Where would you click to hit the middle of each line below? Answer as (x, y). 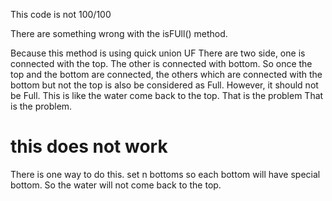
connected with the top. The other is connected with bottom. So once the (161, 63)
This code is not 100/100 (61, 14)
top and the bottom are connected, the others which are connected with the (166, 74)
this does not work (89, 146)
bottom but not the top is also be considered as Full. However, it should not (164, 85)
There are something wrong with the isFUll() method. (119, 33)
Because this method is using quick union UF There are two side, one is (158, 53)
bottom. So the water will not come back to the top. (116, 185)
